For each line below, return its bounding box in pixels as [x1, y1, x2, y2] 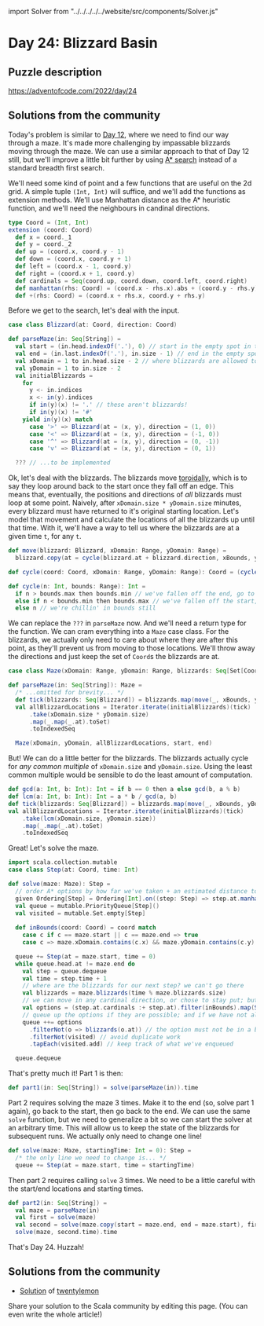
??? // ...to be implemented [15, 459, 111, 467]
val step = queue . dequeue [22, 967, 108, 975]
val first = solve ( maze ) [15, 1214, 97, 1222]
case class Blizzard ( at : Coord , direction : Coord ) [8, 321, 178, 329]
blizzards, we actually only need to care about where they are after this [8, 636, 238, 645]
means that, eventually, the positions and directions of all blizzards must [8, 490, 242, 500]
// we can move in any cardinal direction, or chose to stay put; [22, 997, 244, 1005]
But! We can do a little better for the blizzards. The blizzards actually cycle [8, 753, 249, 763]
